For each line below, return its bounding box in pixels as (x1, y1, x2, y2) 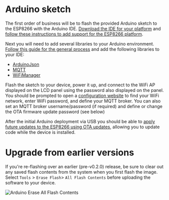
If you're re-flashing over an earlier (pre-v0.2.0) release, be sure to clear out (5, 163, 164, 170)
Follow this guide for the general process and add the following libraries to (5, 46, 160, 52)
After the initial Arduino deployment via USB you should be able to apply (5, 118, 155, 124)
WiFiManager (12, 72, 41, 78)
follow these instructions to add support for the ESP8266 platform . (5, 31, 144, 37)
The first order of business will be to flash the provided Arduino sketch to (5, 20, 157, 26)
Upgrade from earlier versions (5, 147, 135, 159)
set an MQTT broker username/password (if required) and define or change (5, 103, 163, 109)
